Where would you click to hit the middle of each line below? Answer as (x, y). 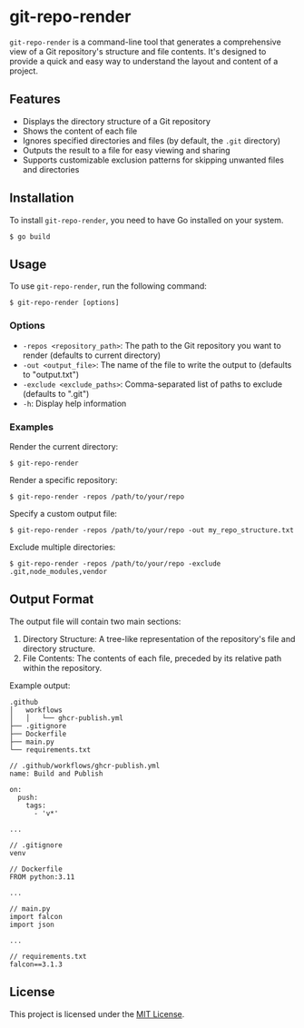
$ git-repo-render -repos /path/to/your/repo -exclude (115, 563)
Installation (42, 198)
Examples (32, 427)
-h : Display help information (74, 403)
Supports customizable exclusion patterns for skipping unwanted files (153, 160)
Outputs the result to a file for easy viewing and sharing (126, 150)
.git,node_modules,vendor (58, 571)
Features (35, 99)
